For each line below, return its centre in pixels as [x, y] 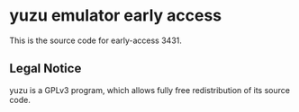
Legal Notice [45, 69]
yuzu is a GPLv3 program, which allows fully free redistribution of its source [150, 90]
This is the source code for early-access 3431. [96, 40]
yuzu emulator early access [116, 16]
